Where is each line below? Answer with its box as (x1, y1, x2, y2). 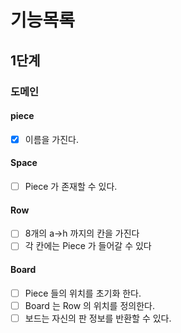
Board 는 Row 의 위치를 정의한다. (24, 299, 155, 311)
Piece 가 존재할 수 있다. (24, 180, 118, 192)
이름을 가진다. (24, 133, 80, 145)
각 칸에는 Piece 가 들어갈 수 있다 (24, 240, 152, 252)
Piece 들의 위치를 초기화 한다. (24, 287, 142, 299)
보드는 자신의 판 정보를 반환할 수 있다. (24, 312, 172, 324)
